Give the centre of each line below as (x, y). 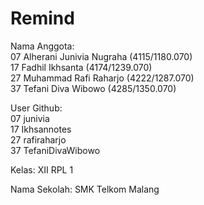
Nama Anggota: (42, 46)
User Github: (36, 108)
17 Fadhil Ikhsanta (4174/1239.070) (81, 67)
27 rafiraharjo (38, 139)
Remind (42, 18)
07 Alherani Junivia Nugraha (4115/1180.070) (101, 56)
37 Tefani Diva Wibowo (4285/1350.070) (93, 88)
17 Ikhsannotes (41, 129)
